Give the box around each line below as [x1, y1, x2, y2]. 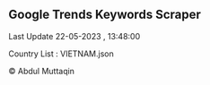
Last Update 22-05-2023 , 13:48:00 [8, 30, 141, 41]
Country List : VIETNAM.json [8, 48, 114, 59]
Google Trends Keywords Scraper [8, 7, 201, 22]
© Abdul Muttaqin [8, 65, 75, 76]
